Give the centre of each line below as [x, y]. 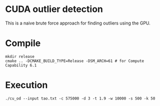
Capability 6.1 [21, 65]
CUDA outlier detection [54, 9]
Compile [23, 43]
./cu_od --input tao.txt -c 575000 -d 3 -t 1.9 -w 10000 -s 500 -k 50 [80, 98]
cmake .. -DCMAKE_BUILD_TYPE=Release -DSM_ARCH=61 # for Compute [74, 61]
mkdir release [20, 56]
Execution [26, 85]
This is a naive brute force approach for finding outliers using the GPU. [78, 23]
